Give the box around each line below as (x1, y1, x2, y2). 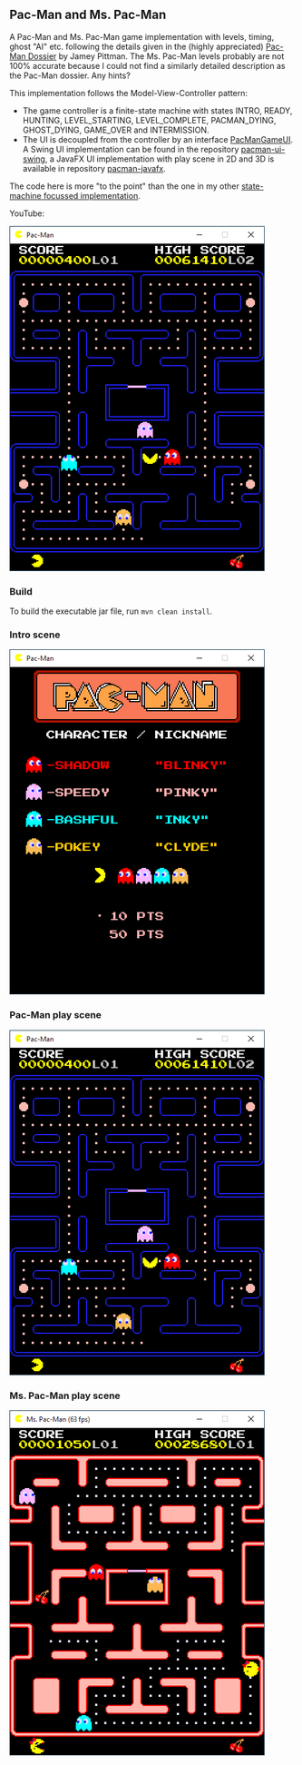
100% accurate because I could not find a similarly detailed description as (9, 60, 286, 71)
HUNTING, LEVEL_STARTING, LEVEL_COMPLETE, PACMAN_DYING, (22, 114, 277, 125)
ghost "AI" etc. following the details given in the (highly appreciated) (9, 41, 265, 52)
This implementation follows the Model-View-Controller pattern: (9, 87, 248, 98)
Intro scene (9, 628, 61, 641)
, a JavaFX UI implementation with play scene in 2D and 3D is (44, 153, 275, 164)
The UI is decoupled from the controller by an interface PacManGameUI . (22, 133, 294, 144)
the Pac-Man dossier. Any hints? (9, 70, 132, 81)
